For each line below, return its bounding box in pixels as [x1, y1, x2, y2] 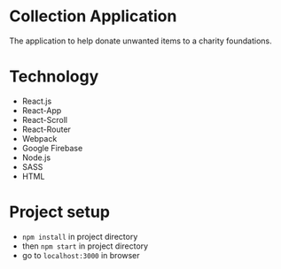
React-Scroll [21, 114, 68, 125]
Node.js [21, 152, 51, 163]
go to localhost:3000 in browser [21, 250, 140, 260]
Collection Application [9, 6, 177, 27]
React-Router [21, 124, 71, 134]
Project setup [9, 202, 111, 222]
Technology [9, 66, 99, 87]
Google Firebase [21, 142, 83, 153]
